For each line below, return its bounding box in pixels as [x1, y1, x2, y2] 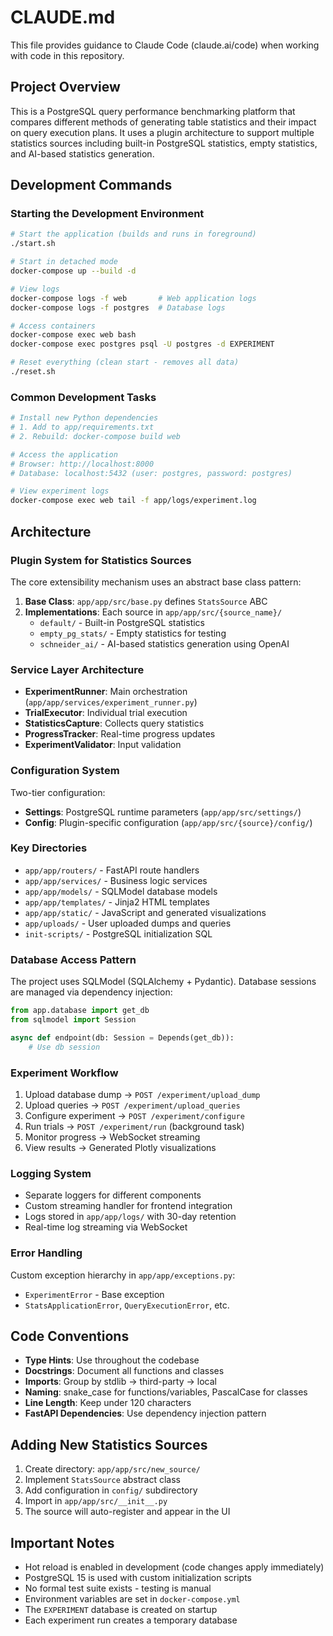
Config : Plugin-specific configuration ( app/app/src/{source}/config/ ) [24, 816, 313, 828]
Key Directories [10, 841, 88, 855]
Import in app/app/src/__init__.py [24, 1495, 168, 1507]
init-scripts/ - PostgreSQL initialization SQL [24, 927, 213, 940]
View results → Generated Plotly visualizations [24, 1141, 217, 1153]
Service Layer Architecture [10, 662, 145, 676]
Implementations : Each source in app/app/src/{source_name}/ [24, 606, 283, 618]
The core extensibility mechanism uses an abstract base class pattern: [10, 576, 302, 588]
